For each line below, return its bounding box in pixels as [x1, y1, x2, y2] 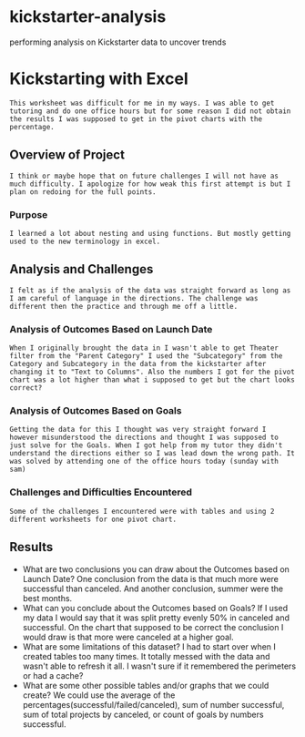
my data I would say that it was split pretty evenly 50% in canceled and [22, 612, 290, 623]
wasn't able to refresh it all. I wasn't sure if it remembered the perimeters [22, 660, 297, 671]
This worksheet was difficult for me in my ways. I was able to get [9, 98, 275, 107]
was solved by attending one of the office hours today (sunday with [9, 457, 280, 466]
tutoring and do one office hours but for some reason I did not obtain [9, 107, 291, 116]
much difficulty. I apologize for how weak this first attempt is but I [9, 179, 291, 189]
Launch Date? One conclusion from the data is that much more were [22, 573, 280, 584]
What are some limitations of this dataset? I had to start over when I [22, 640, 276, 652]
